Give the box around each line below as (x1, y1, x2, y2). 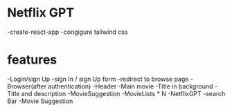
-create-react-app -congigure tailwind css (7, 28, 128, 36)
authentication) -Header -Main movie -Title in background (48, 82, 213, 91)
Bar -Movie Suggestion (7, 97, 73, 105)
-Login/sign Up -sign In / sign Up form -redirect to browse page (7, 75, 189, 83)
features (7, 52, 57, 68)
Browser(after (7, 82, 47, 91)
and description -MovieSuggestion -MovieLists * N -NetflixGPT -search (21, 89, 226, 97)
